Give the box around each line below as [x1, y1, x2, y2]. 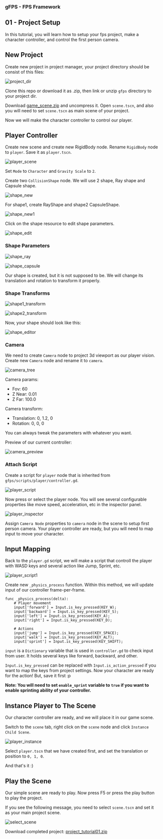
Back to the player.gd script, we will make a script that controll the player [5, 558, 152, 564]
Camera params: [5, 377, 39, 383]
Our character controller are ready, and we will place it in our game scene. [5, 715, 154, 720]
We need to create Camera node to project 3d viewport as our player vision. [5, 352, 155, 358]
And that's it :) [5, 763, 34, 769]
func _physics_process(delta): [5, 596, 69, 601]
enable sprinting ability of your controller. [5, 687, 91, 694]
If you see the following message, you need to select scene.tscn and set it [5, 804, 154, 810]
